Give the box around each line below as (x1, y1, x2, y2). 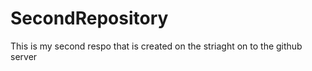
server (10, 50, 38, 62)
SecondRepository (10, 7, 169, 30)
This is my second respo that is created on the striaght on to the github (10, 40, 303, 52)
